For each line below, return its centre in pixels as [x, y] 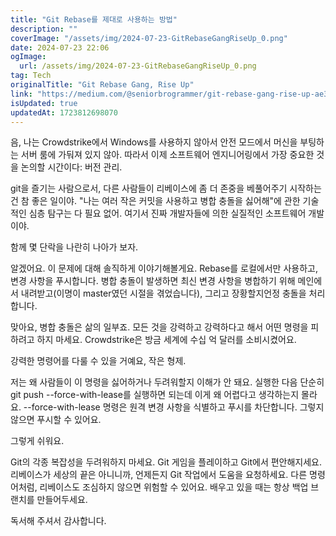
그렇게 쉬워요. [37, 441]
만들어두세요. [62, 500]
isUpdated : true [44, 103]
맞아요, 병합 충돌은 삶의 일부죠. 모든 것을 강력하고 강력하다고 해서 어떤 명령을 [159, 327]
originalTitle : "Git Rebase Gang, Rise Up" [102, 85]
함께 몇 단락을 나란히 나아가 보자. [74, 247]
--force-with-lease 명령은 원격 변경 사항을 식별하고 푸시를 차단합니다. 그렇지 [174, 407]
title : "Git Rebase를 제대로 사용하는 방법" [94, 19]
